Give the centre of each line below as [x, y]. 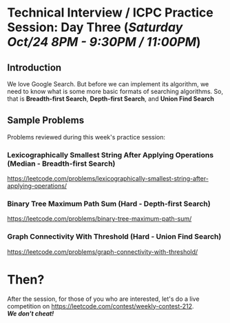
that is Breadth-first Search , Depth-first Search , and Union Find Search [111, 99]
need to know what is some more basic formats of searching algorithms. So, [115, 91]
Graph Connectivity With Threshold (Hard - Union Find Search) [114, 237]
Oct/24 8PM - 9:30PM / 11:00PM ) [104, 42]
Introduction [34, 67]
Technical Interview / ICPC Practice [110, 13]
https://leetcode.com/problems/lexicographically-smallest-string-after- [108, 179]
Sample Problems [46, 120]
